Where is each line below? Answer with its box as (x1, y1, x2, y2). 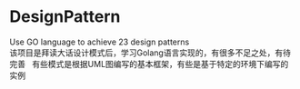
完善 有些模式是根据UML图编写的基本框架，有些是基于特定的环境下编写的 (9, 58, 289, 69)
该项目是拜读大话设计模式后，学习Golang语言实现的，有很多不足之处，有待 (9, 47, 291, 58)
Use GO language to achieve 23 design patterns (9, 36, 190, 47)
